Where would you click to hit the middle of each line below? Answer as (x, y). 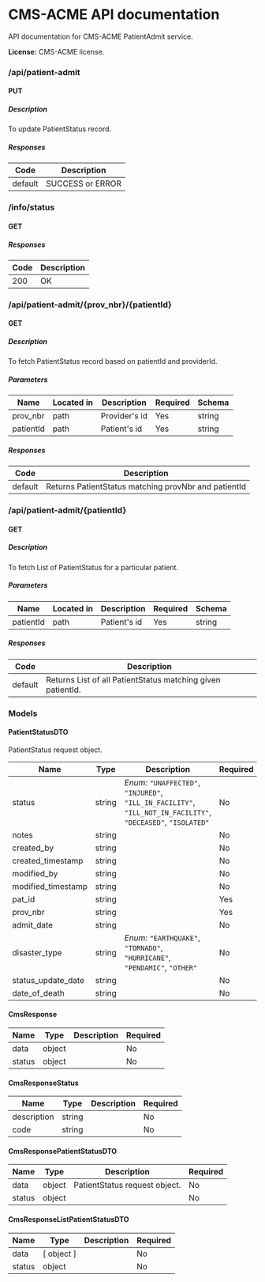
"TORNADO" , (144, 947)
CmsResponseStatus (43, 1083)
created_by (33, 848)
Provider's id (124, 416)
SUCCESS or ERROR (84, 183)
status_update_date (49, 980)
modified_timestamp (50, 886)
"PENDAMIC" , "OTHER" (161, 967)
